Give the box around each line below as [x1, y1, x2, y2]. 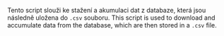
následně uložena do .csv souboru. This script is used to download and [7, 13, 216, 22]
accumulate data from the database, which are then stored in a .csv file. [7, 21, 217, 29]
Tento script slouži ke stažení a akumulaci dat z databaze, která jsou [7, 6, 206, 14]
